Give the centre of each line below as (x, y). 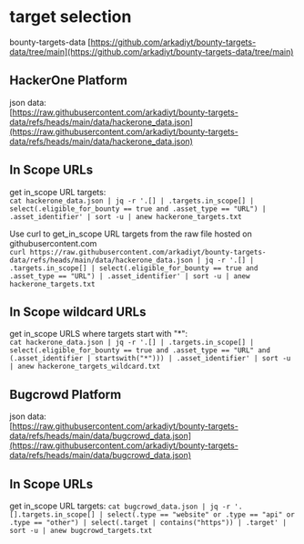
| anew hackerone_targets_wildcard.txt (85, 367)
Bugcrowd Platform (66, 394)
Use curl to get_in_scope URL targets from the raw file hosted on (131, 234)
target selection (71, 17)
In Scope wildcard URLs (78, 312)
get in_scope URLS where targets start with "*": (99, 334)
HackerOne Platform (68, 81)
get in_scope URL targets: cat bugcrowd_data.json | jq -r (120, 506)
